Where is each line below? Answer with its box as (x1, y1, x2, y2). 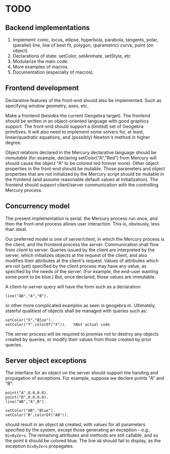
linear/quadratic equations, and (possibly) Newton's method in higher (5, 134, 151, 140)
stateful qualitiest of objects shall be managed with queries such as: (5, 308, 148, 314)
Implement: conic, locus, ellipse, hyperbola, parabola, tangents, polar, (12, 37, 158, 43)
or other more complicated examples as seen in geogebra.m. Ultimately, (5, 302, 156, 308)
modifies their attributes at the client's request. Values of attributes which (5, 257, 159, 264)
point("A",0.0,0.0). (5, 391, 49, 396)
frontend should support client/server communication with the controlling (5, 181, 159, 188)
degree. (5, 139, 22, 145)
